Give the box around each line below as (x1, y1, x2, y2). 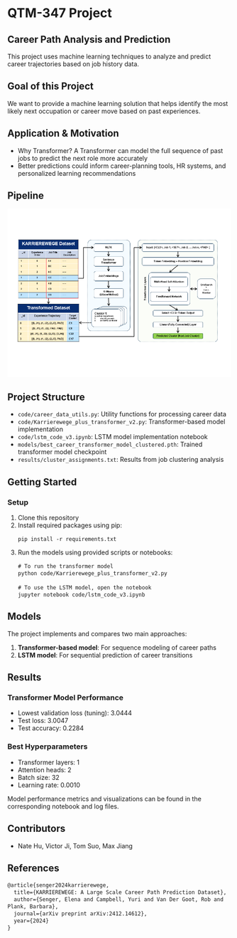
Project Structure (7, 391, 85, 403)
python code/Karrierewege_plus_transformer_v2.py (17, 569, 168, 577)
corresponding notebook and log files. (7, 802, 119, 811)
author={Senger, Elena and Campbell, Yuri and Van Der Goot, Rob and (13, 896, 224, 903)
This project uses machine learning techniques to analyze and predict (7, 52, 211, 60)
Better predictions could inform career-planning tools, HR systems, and (17, 162, 226, 170)
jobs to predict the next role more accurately (17, 154, 148, 162)
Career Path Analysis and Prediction (7, 33, 171, 46)
